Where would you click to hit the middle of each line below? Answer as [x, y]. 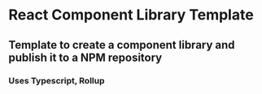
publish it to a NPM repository [85, 57]
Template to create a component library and [122, 45]
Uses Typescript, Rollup [57, 80]
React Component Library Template [131, 15]
